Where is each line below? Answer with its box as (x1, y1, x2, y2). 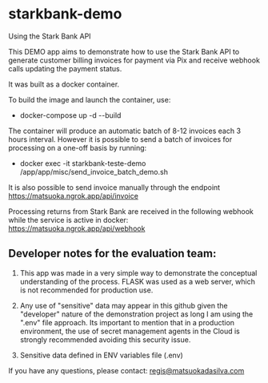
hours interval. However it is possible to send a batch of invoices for (8, 134, 233, 144)
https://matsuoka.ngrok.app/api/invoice (8, 191, 138, 200)
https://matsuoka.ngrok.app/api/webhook (8, 224, 146, 233)
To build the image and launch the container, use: (8, 95, 171, 104)
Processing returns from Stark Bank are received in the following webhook (8, 206, 254, 216)
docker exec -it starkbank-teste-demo (19, 158, 146, 168)
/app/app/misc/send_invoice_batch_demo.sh (19, 167, 168, 176)
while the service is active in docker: (8, 215, 129, 224)
